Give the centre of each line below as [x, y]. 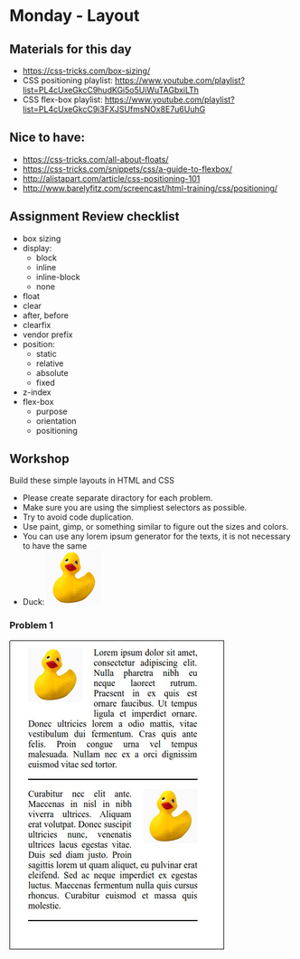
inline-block [58, 277]
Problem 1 [32, 625]
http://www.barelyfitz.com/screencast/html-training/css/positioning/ [150, 188]
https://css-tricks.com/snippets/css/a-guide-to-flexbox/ [127, 169]
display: [37, 248]
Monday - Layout [75, 16]
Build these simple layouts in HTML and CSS [92, 481]
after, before [46, 315]
